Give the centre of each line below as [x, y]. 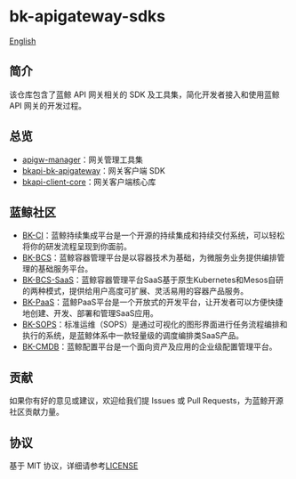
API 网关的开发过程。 [48, 105]
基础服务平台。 [65, 269]
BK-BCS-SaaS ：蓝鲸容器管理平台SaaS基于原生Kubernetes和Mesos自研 [153, 280]
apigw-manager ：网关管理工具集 [83, 159]
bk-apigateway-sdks [88, 16]
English [23, 41]
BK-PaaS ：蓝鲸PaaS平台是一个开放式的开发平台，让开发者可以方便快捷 [152, 302]
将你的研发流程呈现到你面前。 [76, 247]
